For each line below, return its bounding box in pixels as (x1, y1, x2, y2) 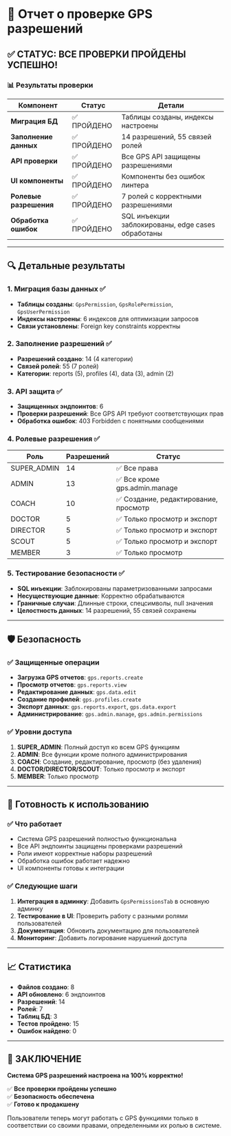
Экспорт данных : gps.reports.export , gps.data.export (16, 702, 177, 711)
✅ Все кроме (115, 475, 160, 485)
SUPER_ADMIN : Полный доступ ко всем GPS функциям (16, 742, 180, 751)
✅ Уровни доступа (7, 727, 72, 737)
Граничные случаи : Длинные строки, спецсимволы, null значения (16, 599, 214, 607)
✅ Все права (115, 463, 158, 473)
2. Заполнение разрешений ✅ (7, 339, 112, 349)
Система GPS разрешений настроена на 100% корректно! (7, 1071, 184, 1079)
